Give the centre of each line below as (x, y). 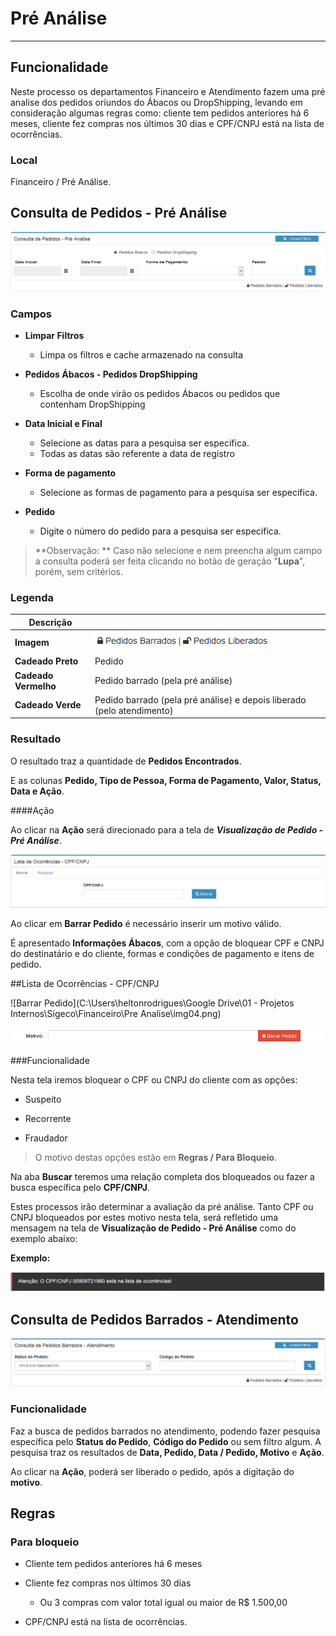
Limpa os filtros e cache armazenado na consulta (141, 355)
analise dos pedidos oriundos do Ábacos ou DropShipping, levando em (156, 102)
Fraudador (46, 1138)
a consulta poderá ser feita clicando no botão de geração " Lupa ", (170, 561)
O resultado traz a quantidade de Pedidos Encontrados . (126, 761)
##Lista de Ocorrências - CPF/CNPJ (85, 983)
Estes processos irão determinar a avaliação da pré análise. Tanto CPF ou (162, 1206)
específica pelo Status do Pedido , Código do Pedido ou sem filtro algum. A (166, 1441)
